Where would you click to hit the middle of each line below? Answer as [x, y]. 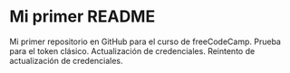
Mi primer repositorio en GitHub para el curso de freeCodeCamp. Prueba [145, 41]
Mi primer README [82, 17]
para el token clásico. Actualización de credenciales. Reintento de [132, 50]
